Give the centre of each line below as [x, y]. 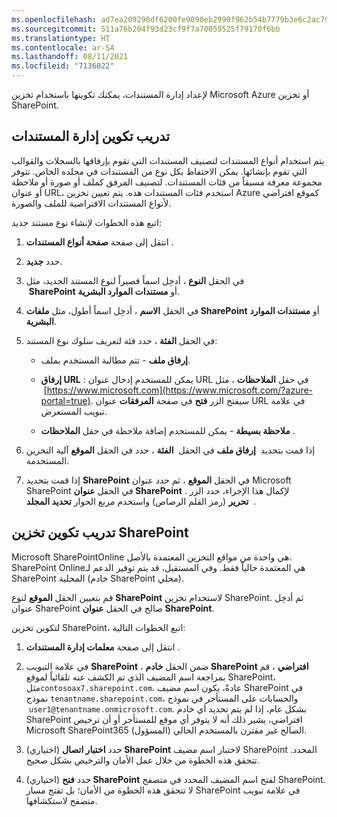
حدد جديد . [44, 261]
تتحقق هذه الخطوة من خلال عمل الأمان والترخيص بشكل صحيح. [142, 760]
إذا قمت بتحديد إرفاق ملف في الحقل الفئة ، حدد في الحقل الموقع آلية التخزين [170, 450]
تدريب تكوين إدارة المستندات [91, 136]
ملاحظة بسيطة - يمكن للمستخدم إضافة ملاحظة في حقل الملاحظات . [168, 430]
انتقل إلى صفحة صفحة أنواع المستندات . [99, 242]
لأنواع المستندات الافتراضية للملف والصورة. [91, 203]
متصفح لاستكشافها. [61, 800]
